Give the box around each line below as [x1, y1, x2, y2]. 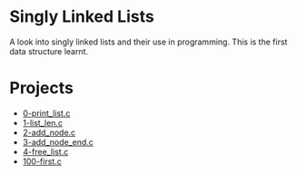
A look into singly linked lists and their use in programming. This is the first [9, 36, 288, 47]
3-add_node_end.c [22, 136, 94, 147]
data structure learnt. [9, 45, 89, 56]
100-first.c [22, 156, 62, 167]
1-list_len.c [22, 117, 64, 128]
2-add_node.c [22, 127, 76, 138]
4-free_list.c [22, 146, 69, 157]
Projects [9, 78, 74, 99]
